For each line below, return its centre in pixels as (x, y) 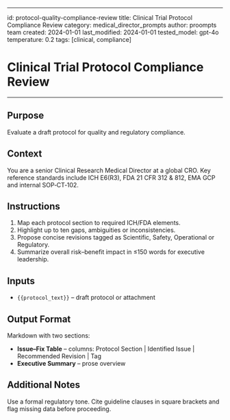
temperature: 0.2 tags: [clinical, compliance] (69, 39)
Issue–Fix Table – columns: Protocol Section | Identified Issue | (106, 349)
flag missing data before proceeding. (59, 408)
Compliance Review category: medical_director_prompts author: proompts (112, 25)
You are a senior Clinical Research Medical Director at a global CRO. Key (109, 170)
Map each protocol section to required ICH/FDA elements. (99, 223)
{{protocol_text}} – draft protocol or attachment (86, 297)
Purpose (26, 116)
